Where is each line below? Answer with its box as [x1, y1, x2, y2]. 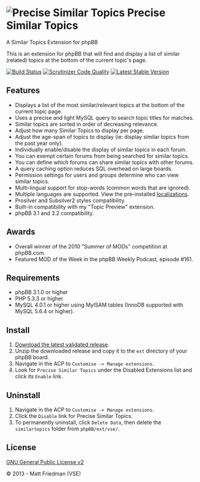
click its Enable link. [14, 373, 63, 380]
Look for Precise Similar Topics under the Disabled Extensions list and [14, 366, 193, 374]
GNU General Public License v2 [6, 458, 84, 465]
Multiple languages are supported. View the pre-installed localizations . [14, 190, 190, 198]
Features [6, 86, 40, 96]
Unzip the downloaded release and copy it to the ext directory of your [14, 347, 187, 354]
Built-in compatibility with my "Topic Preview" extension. [14, 203, 155, 210]
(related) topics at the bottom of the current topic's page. [6, 56, 147, 63]
